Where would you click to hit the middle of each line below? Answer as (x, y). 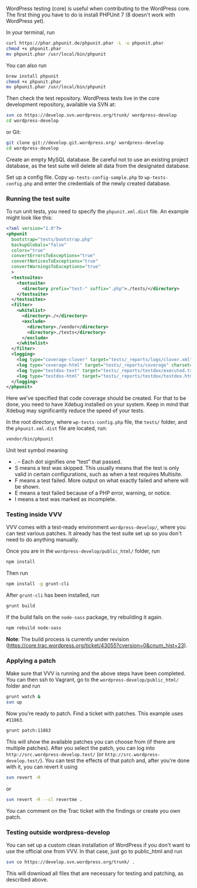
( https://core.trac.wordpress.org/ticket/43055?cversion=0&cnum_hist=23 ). (97, 645)
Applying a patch (31, 660)
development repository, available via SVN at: (61, 105)
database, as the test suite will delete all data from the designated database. (98, 166)
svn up (14, 702)
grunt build (21, 606)
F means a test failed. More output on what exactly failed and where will (101, 480)
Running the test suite (38, 198)
